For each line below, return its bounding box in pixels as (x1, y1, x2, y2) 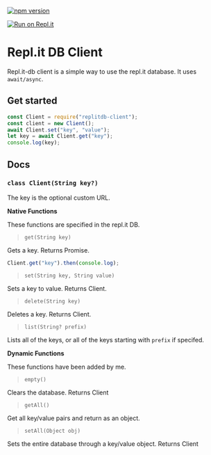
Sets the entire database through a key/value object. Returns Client (7, 439, 199, 448)
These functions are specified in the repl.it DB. (7, 220, 140, 229)
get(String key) (24, 234, 71, 241)
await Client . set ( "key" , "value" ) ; (7, 126, 110, 134)
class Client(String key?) (7, 179, 99, 187)
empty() (24, 376, 47, 383)
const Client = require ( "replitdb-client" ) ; (7, 113, 138, 120)
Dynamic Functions (7, 349, 65, 358)
